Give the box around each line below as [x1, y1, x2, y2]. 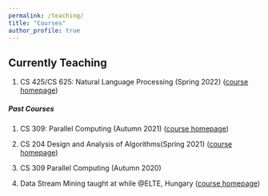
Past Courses [8, 104, 54, 113]
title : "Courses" [8, 19, 66, 27]
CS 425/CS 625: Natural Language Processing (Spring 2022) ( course [19, 77, 249, 87]
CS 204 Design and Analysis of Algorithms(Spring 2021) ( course [19, 139, 233, 149]
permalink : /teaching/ [8, 11, 84, 20]
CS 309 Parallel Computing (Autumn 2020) [19, 163, 162, 173]
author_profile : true [8, 26, 81, 34]
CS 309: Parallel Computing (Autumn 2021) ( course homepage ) [19, 124, 230, 134]
